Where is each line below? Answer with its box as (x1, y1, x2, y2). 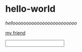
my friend (5, 30, 25, 36)
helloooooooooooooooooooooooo (5, 20, 77, 26)
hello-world (5, 3, 56, 15)
